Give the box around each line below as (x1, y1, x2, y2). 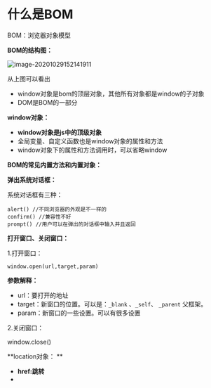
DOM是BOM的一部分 (17, 98, 78, 106)
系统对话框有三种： (7, 190, 63, 199)
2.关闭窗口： (7, 323, 44, 332)
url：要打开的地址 (17, 291, 69, 299)
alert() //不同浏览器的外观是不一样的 (7, 205, 107, 213)
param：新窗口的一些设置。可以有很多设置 (17, 309, 141, 317)
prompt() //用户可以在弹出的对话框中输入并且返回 (7, 221, 136, 228)
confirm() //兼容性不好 (7, 213, 72, 220)
